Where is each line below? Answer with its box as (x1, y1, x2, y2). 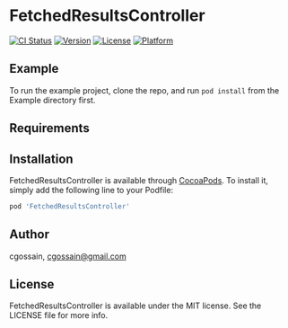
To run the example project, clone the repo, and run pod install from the (9, 84, 280, 95)
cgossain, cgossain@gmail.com (9, 251, 127, 262)
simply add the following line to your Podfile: (9, 184, 173, 195)
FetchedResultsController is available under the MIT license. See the (9, 300, 262, 311)
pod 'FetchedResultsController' (9, 201, 130, 211)
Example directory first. (9, 94, 96, 105)
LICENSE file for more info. (9, 310, 109, 321)
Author (9, 226, 49, 243)
